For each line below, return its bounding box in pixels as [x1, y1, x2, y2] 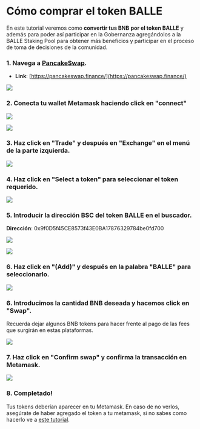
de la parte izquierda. [6, 147, 70, 155]
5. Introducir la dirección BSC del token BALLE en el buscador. [6, 211, 192, 219]
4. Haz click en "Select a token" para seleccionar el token [6, 175, 179, 183]
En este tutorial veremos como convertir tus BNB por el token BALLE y [6, 24, 184, 32]
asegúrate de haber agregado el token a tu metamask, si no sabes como [6, 409, 187, 416]
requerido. [6, 182, 38, 191]
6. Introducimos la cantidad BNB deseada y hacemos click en [6, 299, 190, 307]
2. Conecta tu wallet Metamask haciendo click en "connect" [6, 99, 187, 107]
